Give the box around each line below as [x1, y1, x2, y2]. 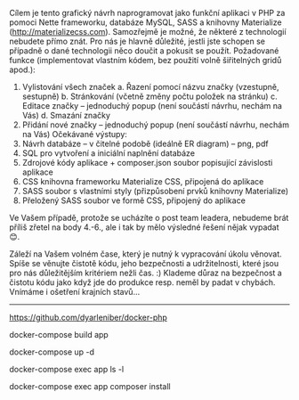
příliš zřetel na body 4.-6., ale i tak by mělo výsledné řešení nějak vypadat [9, 222, 279, 233]
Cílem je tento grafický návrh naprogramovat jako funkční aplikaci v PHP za [9, 8, 286, 18]
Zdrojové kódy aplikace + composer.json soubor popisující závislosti [21, 158, 273, 167]
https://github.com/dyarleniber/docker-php [9, 312, 167, 322]
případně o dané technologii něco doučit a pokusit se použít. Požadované [9, 45, 279, 56]
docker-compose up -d [9, 347, 95, 357]
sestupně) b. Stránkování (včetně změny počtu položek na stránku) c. [21, 91, 278, 102]
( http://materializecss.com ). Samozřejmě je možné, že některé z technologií [9, 27, 287, 37]
